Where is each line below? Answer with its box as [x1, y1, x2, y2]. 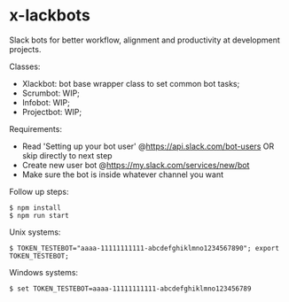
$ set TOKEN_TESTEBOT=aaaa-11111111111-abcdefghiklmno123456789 [9, 284, 252, 293]
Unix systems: [9, 227, 61, 237]
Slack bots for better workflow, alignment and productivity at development [9, 35, 281, 45]
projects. [9, 43, 42, 54]
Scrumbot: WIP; [21, 88, 80, 98]
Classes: [9, 61, 41, 72]
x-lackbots [9, 5, 90, 26]
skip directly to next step [21, 150, 113, 160]
